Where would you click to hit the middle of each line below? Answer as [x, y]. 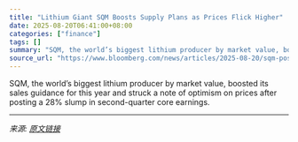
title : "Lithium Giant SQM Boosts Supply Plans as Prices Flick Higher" [146, 17]
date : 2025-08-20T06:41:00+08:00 [71, 26]
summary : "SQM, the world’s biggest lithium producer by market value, [144, 50]
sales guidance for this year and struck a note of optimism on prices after [143, 93]
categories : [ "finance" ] [55, 34]
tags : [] [25, 42]
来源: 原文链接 [35, 128]
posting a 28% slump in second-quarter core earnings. [110, 102]
